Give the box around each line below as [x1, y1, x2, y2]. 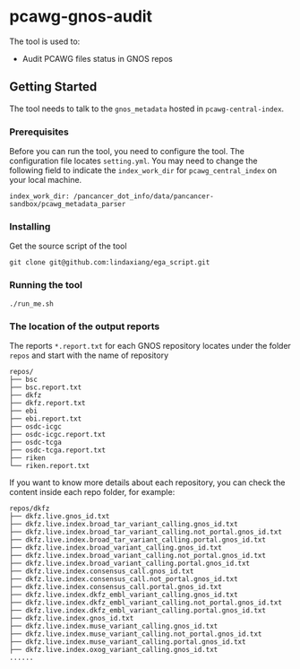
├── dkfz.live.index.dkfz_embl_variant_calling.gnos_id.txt [9, 590, 239, 599]
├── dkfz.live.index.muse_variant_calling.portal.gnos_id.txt [9, 637, 246, 647]
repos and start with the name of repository [9, 350, 169, 361]
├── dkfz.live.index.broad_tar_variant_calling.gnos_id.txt [9, 519, 239, 528]
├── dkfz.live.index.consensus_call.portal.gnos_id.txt [9, 582, 222, 591]
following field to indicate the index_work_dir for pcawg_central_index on [9, 165, 278, 176]
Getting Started [9, 79, 98, 95]
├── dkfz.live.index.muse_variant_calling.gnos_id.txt [9, 621, 219, 630]
